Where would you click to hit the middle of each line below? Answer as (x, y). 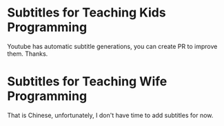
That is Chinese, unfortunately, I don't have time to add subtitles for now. (110, 115)
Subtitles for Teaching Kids (87, 13)
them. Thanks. (28, 54)
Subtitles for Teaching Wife (87, 82)
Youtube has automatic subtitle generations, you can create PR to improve (112, 46)
